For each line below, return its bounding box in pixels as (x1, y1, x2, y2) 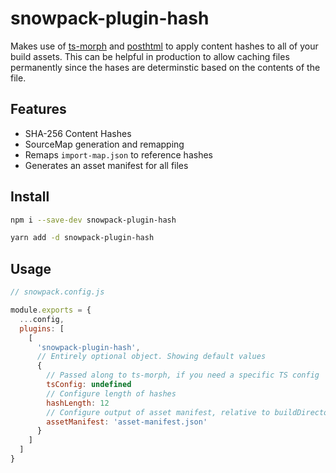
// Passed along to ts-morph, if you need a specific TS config (46, 370, 320, 381)
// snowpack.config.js (10, 287, 105, 297)
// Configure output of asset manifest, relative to (46, 407, 271, 417)
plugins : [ (19, 323, 65, 334)
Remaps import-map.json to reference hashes (24, 148, 213, 161)
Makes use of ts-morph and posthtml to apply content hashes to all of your (10, 40, 319, 52)
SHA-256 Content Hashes (24, 127, 132, 139)
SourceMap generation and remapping (24, 138, 185, 150)
